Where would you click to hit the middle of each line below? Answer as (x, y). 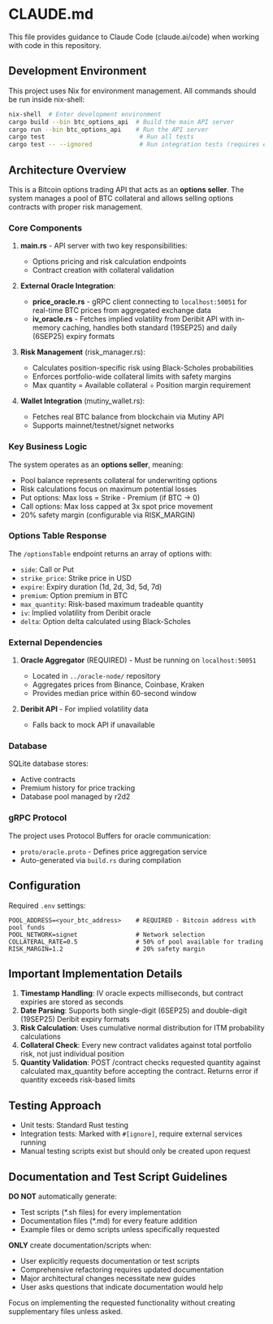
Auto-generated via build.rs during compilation (100, 860)
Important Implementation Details (95, 973)
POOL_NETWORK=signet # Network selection (107, 935)
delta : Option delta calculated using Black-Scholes (105, 621)
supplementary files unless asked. (66, 1311)
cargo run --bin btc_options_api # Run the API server (108, 130)
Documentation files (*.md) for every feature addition (108, 1221)
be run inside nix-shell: (47, 99)
